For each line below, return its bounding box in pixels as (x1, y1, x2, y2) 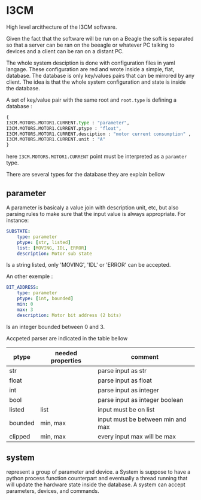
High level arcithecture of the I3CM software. (6, 23, 117, 31)
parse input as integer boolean (98, 395, 184, 404)
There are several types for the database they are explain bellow (6, 171, 165, 178)
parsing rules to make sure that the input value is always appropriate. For (6, 211, 186, 217)
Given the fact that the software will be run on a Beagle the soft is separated (6, 35, 194, 42)
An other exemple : (6, 273, 53, 280)
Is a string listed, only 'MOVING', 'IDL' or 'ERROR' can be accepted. (6, 261, 171, 269)
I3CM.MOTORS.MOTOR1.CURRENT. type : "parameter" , (6, 120, 130, 126)
